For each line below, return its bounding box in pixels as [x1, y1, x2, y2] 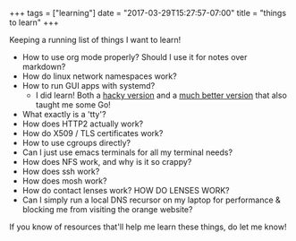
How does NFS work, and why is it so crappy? [21, 157, 192, 167]
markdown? [21, 62, 66, 72]
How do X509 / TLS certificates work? [21, 128, 164, 138]
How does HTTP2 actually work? [21, 118, 144, 129]
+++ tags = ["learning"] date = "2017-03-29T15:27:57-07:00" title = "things [9, 8, 287, 18]
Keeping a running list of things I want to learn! [9, 35, 182, 45]
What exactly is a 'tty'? [21, 109, 106, 119]
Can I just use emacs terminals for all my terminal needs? [21, 147, 233, 158]
